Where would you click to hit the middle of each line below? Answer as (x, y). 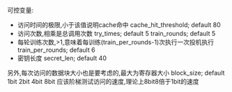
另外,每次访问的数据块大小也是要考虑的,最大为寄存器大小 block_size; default (116, 73)
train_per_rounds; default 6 (56, 50)
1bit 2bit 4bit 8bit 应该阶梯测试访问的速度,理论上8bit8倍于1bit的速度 (103, 81)
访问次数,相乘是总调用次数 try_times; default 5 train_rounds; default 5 (116, 34)
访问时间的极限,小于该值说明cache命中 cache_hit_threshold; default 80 (119, 25)
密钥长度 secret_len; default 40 (62, 58)
